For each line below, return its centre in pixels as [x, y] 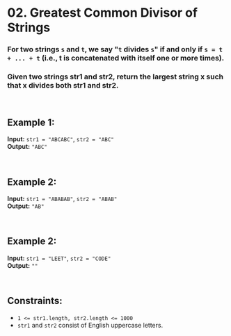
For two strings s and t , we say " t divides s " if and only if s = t [115, 49]
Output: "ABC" [27, 147]
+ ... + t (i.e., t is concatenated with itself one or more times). [116, 58]
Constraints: [35, 301]
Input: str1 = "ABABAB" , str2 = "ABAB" [62, 199]
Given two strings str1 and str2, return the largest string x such [115, 77]
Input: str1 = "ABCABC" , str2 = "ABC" [61, 139]
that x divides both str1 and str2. [63, 86]
